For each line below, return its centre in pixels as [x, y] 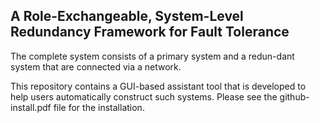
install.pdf [31, 107]
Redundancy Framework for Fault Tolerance [150, 32]
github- [294, 96]
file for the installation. [99, 107]
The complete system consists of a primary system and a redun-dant [152, 56]
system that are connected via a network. [96, 66]
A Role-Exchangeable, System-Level [127, 16]
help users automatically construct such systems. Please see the [144, 96]
